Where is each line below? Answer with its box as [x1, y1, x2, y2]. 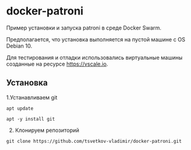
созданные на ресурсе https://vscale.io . [6, 60, 108, 67]
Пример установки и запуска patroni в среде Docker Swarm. [6, 24, 161, 31]
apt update [6, 105, 34, 111]
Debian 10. [6, 42, 33, 49]
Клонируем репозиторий [14, 127, 80, 134]
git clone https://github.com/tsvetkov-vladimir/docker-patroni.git [6, 138, 182, 144]
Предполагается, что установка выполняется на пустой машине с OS [6, 36, 186, 43]
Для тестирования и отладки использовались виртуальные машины [6, 54, 183, 61]
